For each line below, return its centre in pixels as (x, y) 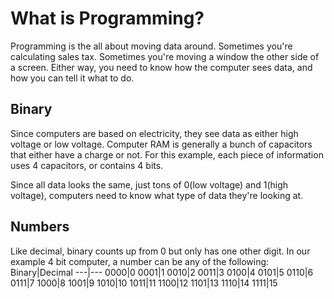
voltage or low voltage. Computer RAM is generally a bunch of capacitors (161, 144)
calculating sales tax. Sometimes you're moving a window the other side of (165, 56)
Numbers (40, 227)
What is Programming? (107, 18)
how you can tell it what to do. (72, 78)
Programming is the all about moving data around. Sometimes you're (151, 46)
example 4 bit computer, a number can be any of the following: (140, 261)
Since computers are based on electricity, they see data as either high (154, 133)
